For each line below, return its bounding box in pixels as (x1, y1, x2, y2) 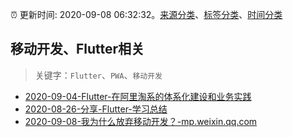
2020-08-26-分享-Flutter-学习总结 (24, 103, 168, 115)
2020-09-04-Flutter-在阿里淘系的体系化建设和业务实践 (24, 90, 252, 102)
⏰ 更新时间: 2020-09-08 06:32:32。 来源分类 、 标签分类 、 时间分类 (10, 9, 283, 20)
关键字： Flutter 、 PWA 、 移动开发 (34, 69, 163, 81)
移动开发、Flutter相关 (10, 41, 145, 58)
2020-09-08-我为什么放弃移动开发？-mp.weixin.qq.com (24, 115, 258, 127)
